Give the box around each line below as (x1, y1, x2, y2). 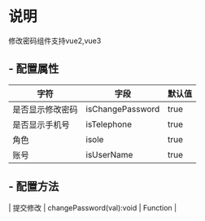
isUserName (85, 149, 133, 160)
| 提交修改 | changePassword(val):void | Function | (8, 202, 177, 212)
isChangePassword (85, 103, 160, 115)
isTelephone (85, 119, 133, 130)
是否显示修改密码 (12, 103, 79, 115)
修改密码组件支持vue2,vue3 (8, 36, 102, 45)
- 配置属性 (8, 62, 59, 76)
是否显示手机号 (12, 119, 71, 130)
